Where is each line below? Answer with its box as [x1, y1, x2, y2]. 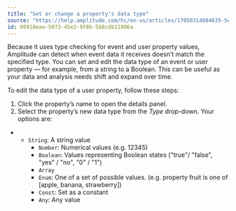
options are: [17, 115, 53, 123]
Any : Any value [38, 196, 81, 204]
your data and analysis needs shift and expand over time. [7, 72, 173, 81]
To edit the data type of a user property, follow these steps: [7, 86, 179, 95]
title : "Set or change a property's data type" [7, 10, 150, 18]
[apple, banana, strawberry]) [38, 181, 122, 189]
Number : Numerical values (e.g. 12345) [38, 143, 148, 152]
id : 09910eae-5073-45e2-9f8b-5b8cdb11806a [7, 23, 133, 30]
